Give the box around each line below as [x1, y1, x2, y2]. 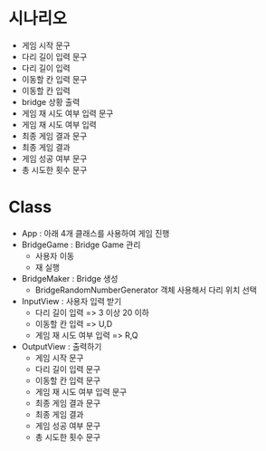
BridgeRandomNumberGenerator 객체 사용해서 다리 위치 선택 [34, 284, 257, 295]
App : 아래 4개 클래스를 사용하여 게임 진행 [21, 227, 170, 238]
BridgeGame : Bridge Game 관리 [21, 239, 141, 250]
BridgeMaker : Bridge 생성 [21, 273, 119, 283]
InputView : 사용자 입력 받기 [21, 295, 122, 306]
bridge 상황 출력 [21, 96, 81, 107]
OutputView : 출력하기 [21, 341, 102, 351]
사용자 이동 [34, 250, 74, 261]
